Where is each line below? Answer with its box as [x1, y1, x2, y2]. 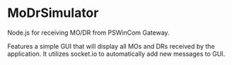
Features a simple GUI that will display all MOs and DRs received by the [7, 42, 215, 50]
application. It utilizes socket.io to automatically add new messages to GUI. [7, 49, 226, 58]
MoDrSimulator [7, 5, 99, 21]
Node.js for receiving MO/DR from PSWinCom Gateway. [7, 28, 170, 37]
